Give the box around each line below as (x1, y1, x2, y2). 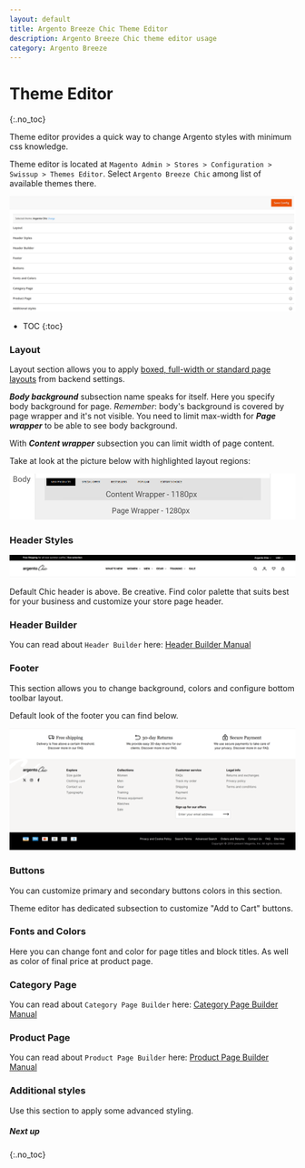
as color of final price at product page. (9, 955, 153, 966)
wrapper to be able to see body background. (9, 420, 178, 431)
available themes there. (9, 178, 97, 189)
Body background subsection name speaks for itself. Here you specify (9, 391, 275, 402)
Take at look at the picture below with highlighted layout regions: (9, 456, 251, 467)
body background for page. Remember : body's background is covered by (9, 401, 284, 412)
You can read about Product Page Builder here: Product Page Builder (9, 1052, 270, 1063)
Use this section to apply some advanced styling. (9, 1105, 193, 1116)
